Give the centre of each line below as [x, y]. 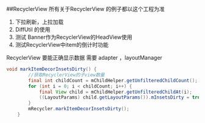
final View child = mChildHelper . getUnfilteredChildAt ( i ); [115, 92]
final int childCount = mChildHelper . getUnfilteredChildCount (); [113, 80]
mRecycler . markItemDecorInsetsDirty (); [79, 109]
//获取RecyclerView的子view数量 [67, 75]
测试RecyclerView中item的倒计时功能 [62, 45]
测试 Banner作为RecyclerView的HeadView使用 [74, 37]
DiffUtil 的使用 [33, 30]
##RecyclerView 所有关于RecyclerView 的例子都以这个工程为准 [85, 9]
